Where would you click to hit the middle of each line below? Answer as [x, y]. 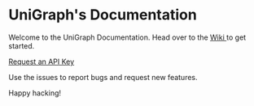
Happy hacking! [35, 93]
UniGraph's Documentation [103, 15]
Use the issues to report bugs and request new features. [103, 77]
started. [22, 45]
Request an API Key [42, 61]
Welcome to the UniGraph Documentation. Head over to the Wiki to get [127, 37]
